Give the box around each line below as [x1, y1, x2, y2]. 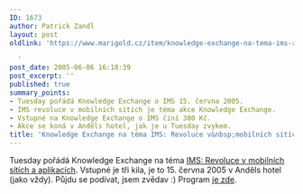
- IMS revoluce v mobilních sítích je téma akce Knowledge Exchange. [9, 105, 277, 114]
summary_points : [9, 88, 70, 97]
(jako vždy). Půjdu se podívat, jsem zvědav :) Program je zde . [9, 174, 237, 185]
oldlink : [9, 38, 42, 48]
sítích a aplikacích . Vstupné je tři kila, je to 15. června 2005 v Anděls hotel [9, 164, 282, 175]
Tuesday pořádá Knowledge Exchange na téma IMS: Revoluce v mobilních [9, 155, 285, 165]
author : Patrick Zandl [9, 22, 95, 31]
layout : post [9, 30, 59, 39]
